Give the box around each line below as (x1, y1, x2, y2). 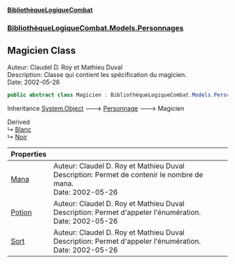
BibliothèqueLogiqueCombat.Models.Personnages (7, 23, 184, 33)
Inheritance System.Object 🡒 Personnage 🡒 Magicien (7, 104, 185, 113)
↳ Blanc (7, 125, 31, 134)
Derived (7, 118, 30, 126)
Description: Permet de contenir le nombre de (53, 170, 204, 180)
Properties (10, 149, 47, 159)
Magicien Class (7, 44, 76, 56)
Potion (10, 207, 32, 217)
